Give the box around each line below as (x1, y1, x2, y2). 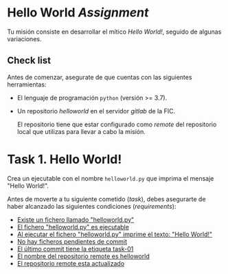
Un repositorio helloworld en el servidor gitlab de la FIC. (16, 106, 176, 115)
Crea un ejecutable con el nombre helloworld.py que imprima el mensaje (7, 174, 214, 183)
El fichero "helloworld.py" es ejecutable (16, 222, 129, 231)
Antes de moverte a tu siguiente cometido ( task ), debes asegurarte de (7, 194, 206, 203)
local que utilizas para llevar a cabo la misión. (16, 127, 146, 135)
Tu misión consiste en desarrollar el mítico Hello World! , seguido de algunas (7, 27, 222, 36)
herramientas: (7, 80, 47, 89)
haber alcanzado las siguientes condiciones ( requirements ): (7, 202, 176, 210)
